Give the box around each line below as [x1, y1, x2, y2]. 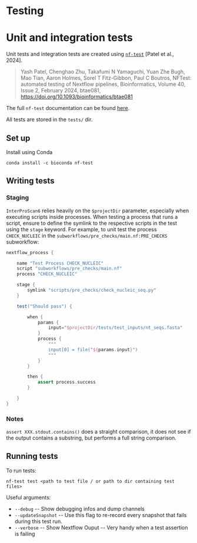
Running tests [6, 451, 59, 461]
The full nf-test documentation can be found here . [6, 105, 130, 112]
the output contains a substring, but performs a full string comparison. [6, 434, 176, 442]
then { [27, 374, 44, 380]
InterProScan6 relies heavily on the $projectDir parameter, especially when [6, 207, 189, 214]
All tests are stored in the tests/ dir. [6, 116, 93, 123]
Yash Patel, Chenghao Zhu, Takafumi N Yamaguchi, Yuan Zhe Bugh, [20, 68, 185, 75]
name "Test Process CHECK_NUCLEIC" [16, 260, 104, 266]
